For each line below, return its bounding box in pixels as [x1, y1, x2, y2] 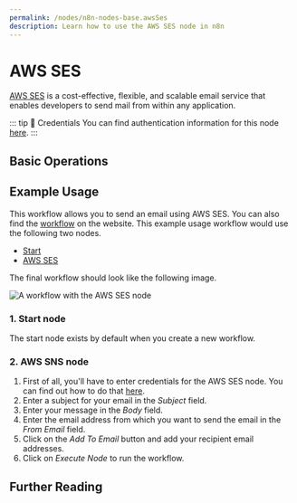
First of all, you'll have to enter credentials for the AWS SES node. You [22, 376, 283, 387]
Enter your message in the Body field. [22, 404, 163, 416]
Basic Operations [9, 153, 109, 168]
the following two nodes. [9, 227, 101, 238]
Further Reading [9, 479, 103, 494]
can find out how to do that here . [22, 385, 145, 396]
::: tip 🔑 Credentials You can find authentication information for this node [9, 118, 279, 128]
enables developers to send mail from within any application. [9, 100, 236, 111]
